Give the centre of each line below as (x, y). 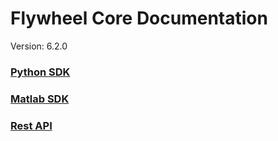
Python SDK (40, 72)
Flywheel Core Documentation (139, 18)
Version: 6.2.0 (39, 46)
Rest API (31, 125)
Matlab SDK (40, 99)
